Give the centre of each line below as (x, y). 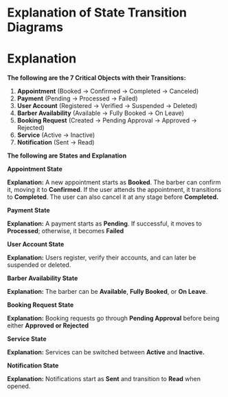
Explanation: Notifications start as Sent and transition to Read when (104, 379)
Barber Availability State (43, 278)
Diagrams (35, 27)
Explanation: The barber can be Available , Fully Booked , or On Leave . (107, 292)
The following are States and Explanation (67, 155)
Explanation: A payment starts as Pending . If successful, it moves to (105, 224)
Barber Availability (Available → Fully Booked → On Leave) (100, 113)
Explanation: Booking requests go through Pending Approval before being (113, 319)
